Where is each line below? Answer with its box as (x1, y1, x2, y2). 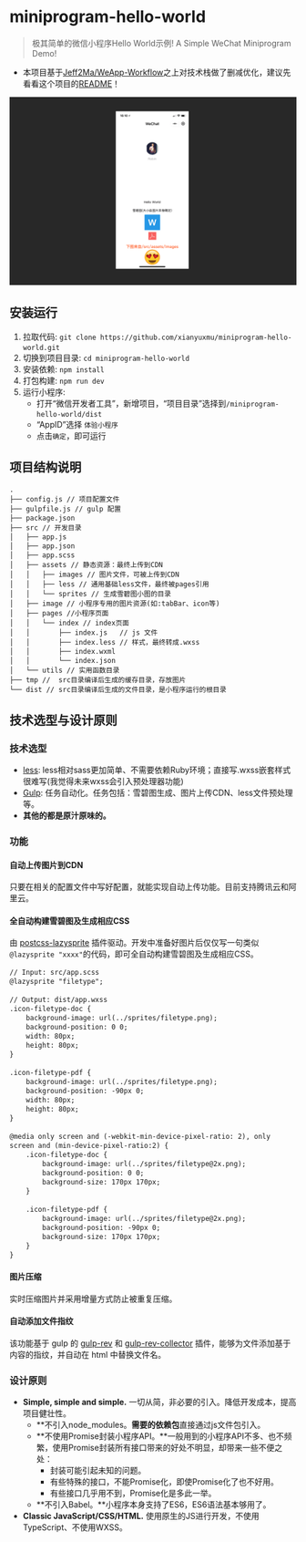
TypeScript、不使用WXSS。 (22, 1522, 127, 1533)
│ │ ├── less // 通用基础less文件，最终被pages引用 (9, 580, 209, 589)
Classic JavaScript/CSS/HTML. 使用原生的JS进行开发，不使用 (22, 1511, 260, 1522)
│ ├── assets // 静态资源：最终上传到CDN (9, 561, 164, 570)
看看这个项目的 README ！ (22, 78, 121, 88)
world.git (22, 343, 61, 352)
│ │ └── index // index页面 (9, 618, 129, 628)
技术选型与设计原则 (9, 712, 117, 728)
